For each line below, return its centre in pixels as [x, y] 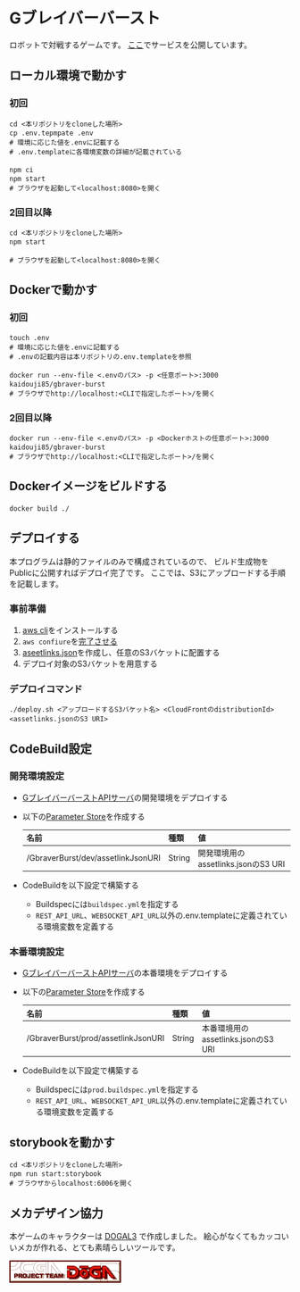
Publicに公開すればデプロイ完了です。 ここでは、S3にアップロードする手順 [147, 572]
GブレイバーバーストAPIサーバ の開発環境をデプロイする [125, 797]
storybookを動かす [62, 1142]
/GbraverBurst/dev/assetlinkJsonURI [93, 858]
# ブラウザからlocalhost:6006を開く [71, 1184]
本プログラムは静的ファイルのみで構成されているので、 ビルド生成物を [139, 561]
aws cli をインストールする [70, 629]
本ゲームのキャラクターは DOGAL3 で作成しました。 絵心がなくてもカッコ [145, 1237]
